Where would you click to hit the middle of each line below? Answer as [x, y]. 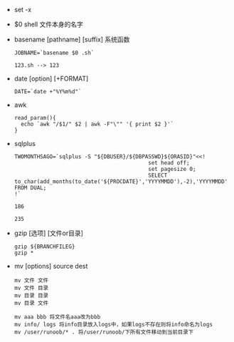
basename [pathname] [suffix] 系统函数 [72, 39]
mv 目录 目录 [31, 296]
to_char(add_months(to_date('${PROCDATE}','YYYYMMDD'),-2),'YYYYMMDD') [122, 182]
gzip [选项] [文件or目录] [49, 233]
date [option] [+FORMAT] [51, 78]
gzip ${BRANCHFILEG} [44, 247]
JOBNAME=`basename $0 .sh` [54, 53]
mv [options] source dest [51, 266]
